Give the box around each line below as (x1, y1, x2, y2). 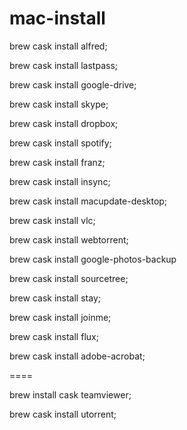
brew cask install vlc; (9, 214, 96, 226)
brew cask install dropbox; (9, 117, 119, 129)
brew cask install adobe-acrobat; (9, 350, 146, 362)
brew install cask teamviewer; (9, 388, 132, 401)
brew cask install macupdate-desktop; (9, 195, 168, 207)
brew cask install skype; (9, 98, 109, 110)
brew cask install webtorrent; (9, 233, 129, 246)
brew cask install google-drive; (9, 78, 137, 91)
